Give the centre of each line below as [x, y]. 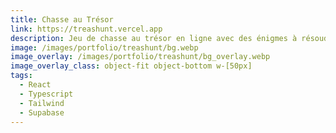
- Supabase [42, 112]
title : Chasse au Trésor [62, 19]
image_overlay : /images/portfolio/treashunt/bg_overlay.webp [140, 57]
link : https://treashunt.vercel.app [86, 29]
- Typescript [46, 94]
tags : [21, 76]
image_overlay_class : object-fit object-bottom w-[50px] [131, 66]
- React [35, 85]
